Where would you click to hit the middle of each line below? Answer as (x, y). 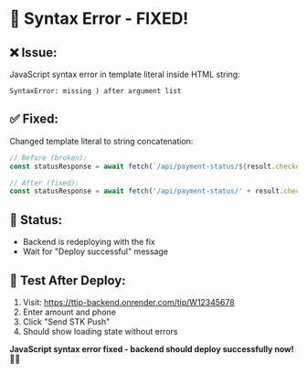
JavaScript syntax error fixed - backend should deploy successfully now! (152, 349)
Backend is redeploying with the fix (89, 242)
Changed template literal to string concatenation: (101, 141)
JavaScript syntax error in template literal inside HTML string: (125, 74)
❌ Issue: (33, 53)
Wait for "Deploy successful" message (95, 251)
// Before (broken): (49, 158)
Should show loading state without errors (100, 331)
